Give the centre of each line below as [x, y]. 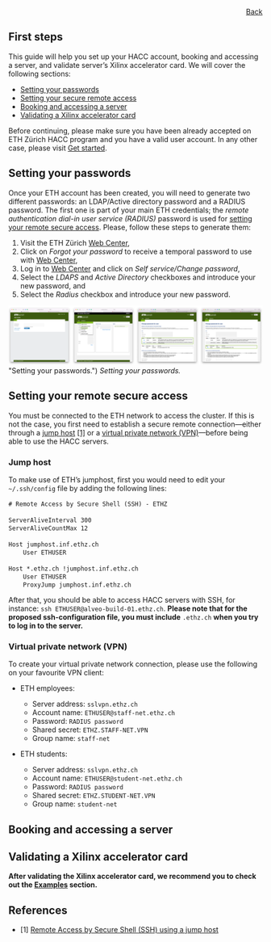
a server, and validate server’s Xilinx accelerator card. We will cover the [127, 65]
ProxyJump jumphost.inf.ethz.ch [77, 585]
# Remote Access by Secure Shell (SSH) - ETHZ [88, 504]
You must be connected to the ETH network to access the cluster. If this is [131, 415]
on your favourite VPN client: [56, 673]
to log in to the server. [46, 625]
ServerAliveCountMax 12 [48, 528]
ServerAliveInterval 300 [50, 520]
